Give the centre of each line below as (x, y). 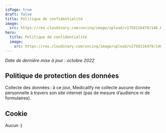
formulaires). (18, 98)
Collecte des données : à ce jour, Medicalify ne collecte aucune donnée (78, 88)
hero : (11, 33)
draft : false (19, 14)
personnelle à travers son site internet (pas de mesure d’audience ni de (78, 93)
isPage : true (19, 10)
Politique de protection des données (62, 76)
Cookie (16, 114)
